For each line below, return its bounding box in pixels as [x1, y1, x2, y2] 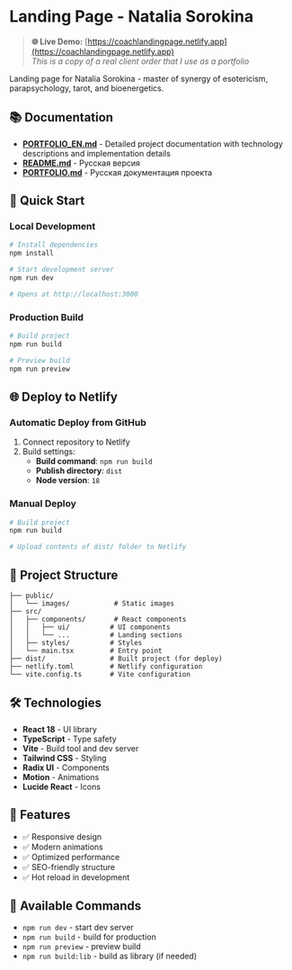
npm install [9, 249, 54, 258]
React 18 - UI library [22, 723, 97, 734]
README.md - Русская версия [22, 157, 141, 168]
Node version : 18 [35, 475, 101, 486]
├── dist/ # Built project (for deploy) [9, 654, 223, 663]
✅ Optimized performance [22, 851, 120, 862]
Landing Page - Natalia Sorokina [9, 6, 254, 27]
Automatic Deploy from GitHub [9, 416, 146, 428]
